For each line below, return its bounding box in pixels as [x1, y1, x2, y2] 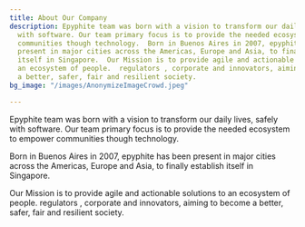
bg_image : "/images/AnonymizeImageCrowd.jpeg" [9, 81, 189, 90]
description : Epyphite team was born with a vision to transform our [9, 22, 279, 31]
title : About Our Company [9, 13, 107, 23]
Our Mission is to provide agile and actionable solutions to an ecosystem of [9, 187, 290, 198]
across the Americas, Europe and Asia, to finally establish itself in [9, 160, 254, 171]
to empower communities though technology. [9, 133, 180, 143]
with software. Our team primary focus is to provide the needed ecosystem [9, 123, 290, 134]
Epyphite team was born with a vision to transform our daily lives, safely [9, 113, 279, 124]
